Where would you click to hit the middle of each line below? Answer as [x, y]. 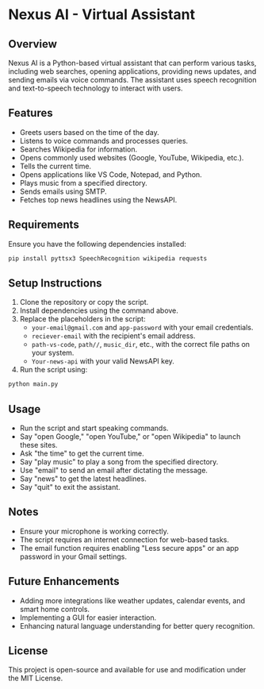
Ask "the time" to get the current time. [82, 453]
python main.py [33, 384]
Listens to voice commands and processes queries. [104, 140]
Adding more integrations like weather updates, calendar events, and [132, 600]
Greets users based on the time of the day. [90, 132]
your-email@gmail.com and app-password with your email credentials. [142, 328]
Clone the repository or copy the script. [84, 302]
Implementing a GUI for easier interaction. [88, 618]
